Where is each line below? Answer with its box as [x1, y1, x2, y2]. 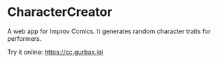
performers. [7, 34, 42, 42]
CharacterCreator [7, 4, 113, 20]
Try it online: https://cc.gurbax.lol [7, 48, 104, 56]
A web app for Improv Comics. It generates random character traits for [7, 27, 211, 35]
